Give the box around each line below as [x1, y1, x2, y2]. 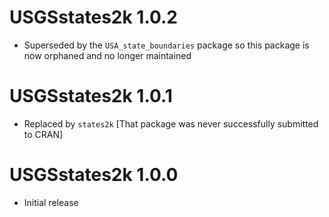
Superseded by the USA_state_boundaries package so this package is [23, 39, 310, 51]
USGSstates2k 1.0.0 [9, 164, 179, 186]
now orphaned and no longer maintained [23, 49, 192, 61]
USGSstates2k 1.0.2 [9, 6, 179, 29]
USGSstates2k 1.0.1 [9, 85, 173, 108]
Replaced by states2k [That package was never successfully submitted [23, 117, 319, 130]
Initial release [23, 196, 79, 208]
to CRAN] [23, 128, 64, 140]
